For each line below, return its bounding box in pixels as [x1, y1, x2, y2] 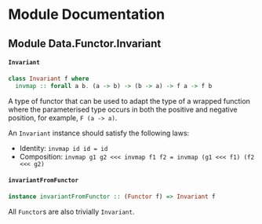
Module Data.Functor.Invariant [8, 37, 162, 50]
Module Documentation [8, 6, 166, 24]
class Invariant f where [8, 75, 89, 83]
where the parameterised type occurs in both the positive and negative [8, 105, 238, 114]
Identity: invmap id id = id [19, 143, 108, 152]
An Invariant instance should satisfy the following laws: [8, 128, 190, 138]
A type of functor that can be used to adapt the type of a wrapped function [8, 96, 251, 105]
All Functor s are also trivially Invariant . [8, 207, 135, 216]
